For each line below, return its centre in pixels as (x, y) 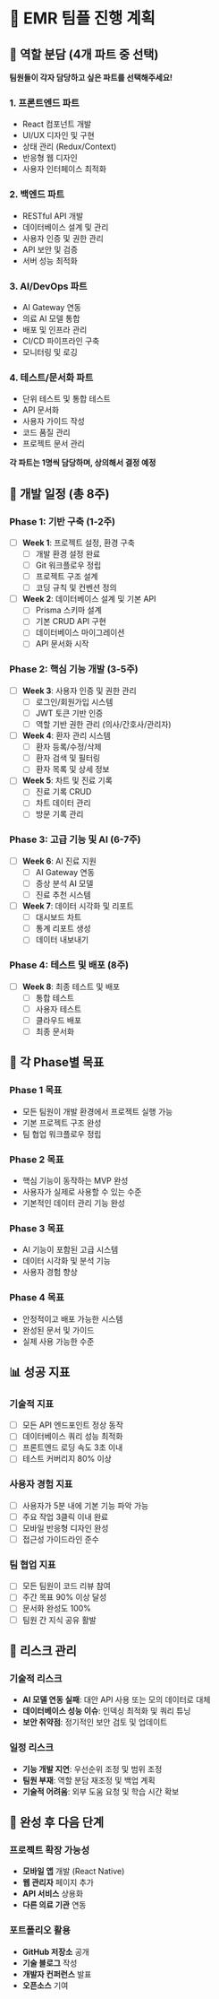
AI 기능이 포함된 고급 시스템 (70, 1250)
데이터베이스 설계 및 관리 (65, 227)
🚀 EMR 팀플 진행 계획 (82, 18)
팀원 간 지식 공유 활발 (59, 1620)
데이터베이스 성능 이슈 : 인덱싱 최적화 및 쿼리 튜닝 (106, 1711)
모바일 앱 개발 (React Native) (73, 1872)
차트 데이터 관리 (63, 803)
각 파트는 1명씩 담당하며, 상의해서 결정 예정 (83, 463)
